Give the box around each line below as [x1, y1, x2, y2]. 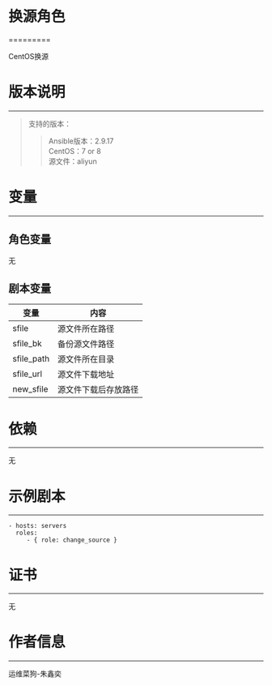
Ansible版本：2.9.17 [48, 135, 114, 146]
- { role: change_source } [26, 536, 117, 544]
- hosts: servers [8, 522, 67, 530]
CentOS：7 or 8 [48, 146, 101, 156]
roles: [15, 529, 38, 538]
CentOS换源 [8, 51, 49, 61]
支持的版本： [28, 118, 71, 128]
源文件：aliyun [48, 156, 97, 166]
